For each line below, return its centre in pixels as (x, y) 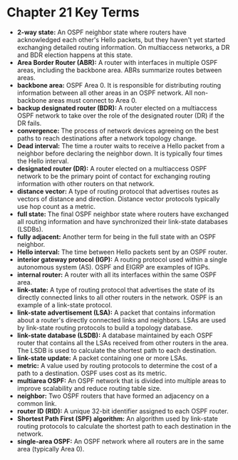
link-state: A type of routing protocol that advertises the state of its (116, 290)
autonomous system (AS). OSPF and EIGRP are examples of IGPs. (114, 267)
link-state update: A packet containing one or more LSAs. (102, 358)
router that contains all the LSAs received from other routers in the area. (123, 342)
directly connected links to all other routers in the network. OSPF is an (120, 297)
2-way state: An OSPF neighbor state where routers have (102, 32)
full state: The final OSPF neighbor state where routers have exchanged (123, 214)
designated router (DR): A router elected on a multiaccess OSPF (112, 168)
